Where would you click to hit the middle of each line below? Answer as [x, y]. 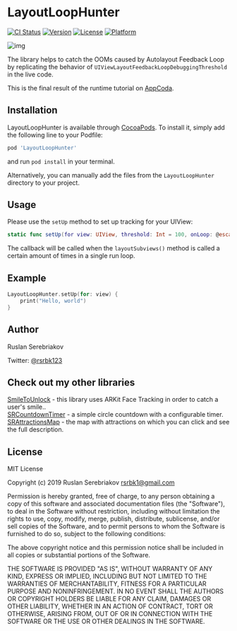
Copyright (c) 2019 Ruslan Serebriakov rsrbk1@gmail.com [91, 482]
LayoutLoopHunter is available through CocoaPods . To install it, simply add [116, 127]
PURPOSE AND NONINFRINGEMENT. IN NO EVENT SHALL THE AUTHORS [116, 591]
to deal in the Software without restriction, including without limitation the [114, 511]
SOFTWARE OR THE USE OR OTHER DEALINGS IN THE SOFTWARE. [106, 621]
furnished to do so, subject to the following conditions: [86, 534]
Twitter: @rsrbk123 [35, 360]
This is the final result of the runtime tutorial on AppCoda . [91, 88]
